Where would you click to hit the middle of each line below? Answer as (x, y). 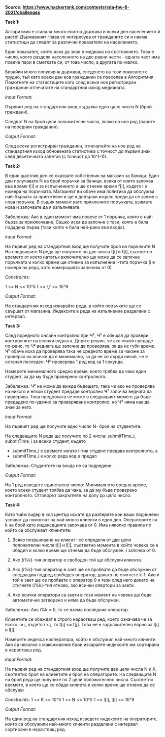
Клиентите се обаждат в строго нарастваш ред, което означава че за (79, 619)
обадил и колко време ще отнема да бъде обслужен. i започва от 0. (84, 550)
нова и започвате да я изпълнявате (42, 207)
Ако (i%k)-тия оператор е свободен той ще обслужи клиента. (77, 560)
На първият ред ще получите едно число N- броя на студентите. (73, 426)
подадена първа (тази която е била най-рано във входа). (65, 227)
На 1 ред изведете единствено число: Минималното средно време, (76, 485)
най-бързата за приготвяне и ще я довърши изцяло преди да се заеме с (82, 197)
